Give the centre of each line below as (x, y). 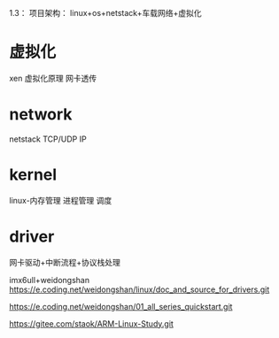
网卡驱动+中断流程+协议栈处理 (65, 262)
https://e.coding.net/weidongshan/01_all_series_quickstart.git (121, 306)
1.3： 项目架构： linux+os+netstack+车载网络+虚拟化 (105, 13)
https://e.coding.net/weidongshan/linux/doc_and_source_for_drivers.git (139, 289)
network (41, 115)
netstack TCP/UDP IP (48, 139)
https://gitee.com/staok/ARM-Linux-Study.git (92, 323)
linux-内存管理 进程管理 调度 (61, 200)
